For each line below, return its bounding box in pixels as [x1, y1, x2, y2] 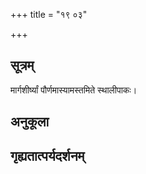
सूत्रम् [10, 57, 35, 74]
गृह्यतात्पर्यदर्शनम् [10, 147, 85, 164]
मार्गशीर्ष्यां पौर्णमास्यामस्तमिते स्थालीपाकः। [10, 84, 138, 96]
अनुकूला [10, 114, 50, 131]
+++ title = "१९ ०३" [10, 9, 88, 20]
